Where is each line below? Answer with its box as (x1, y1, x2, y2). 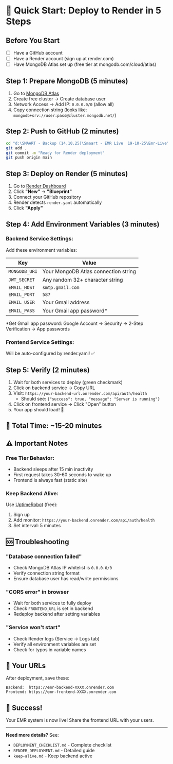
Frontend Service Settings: (6, 338, 74, 345)
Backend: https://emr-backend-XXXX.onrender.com (6, 685, 114, 690)
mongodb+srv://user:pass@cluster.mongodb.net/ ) (13, 112, 117, 118)
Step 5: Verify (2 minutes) (6, 366, 90, 374)
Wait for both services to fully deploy (13, 600, 92, 606)
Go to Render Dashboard (13, 183, 66, 189)
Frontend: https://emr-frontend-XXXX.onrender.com (6, 689, 117, 694)
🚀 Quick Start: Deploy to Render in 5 (6, 5, 161, 16)
